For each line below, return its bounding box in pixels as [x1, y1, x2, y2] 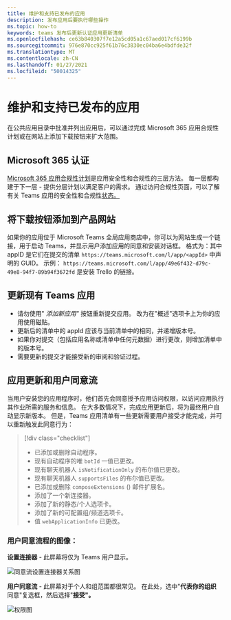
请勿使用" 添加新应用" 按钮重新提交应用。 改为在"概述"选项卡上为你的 [16, 309, 214, 317]
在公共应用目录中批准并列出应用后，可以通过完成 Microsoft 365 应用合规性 [7, 123, 219, 132]
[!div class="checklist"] [23, 434, 91, 442]
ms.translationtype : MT [7, 49, 76, 56]
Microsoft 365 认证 [7, 154, 89, 166]
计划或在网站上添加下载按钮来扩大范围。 [7, 132, 122, 141]
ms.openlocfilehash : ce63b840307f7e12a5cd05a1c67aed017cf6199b [7, 36, 192, 43]
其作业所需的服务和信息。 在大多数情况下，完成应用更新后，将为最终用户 [7, 403, 214, 411]
